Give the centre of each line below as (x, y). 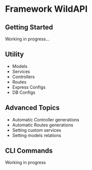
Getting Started (29, 27)
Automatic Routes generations (43, 125)
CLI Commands (29, 151)
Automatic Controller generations (46, 119)
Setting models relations (36, 135)
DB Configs (24, 92)
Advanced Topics (32, 108)
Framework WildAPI (46, 9)
